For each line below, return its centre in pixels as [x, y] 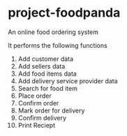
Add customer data [46, 59]
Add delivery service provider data [68, 80]
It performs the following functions [58, 45]
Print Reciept [36, 125]
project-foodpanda [64, 13]
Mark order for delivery [51, 110]
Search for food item [47, 88]
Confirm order [38, 103]
